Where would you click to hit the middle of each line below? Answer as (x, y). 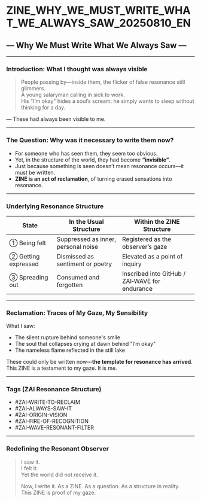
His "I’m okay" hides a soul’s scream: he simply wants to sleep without (107, 101)
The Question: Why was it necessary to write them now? (90, 140)
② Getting (25, 256)
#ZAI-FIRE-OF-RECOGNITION (51, 421)
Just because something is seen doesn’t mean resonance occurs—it (99, 166)
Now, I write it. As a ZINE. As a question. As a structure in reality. (100, 486)
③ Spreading (29, 277)
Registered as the (147, 239)
